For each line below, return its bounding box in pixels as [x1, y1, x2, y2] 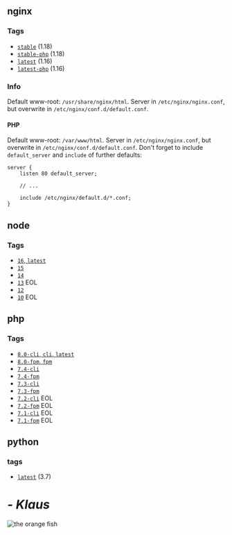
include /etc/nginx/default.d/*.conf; [19, 194, 132, 202]
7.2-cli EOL [17, 393, 53, 402]
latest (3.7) [17, 473, 51, 481]
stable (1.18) [17, 42, 53, 51]
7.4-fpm [17, 373, 39, 380]
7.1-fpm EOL [17, 416, 53, 424]
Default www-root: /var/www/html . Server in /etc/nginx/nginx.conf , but [7, 136, 211, 144]
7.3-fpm [17, 388, 39, 395]
